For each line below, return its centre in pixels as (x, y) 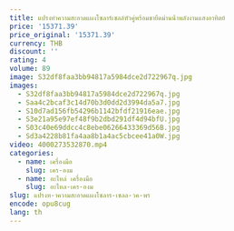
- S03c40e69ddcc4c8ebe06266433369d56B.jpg (99, 128)
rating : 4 (28, 60)
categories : (32, 153)
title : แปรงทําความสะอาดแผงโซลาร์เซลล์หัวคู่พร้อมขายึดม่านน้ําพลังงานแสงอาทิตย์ (117, 18)
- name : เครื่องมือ (45, 161)
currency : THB (36, 43)
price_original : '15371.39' (63, 35)
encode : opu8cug (40, 204)
